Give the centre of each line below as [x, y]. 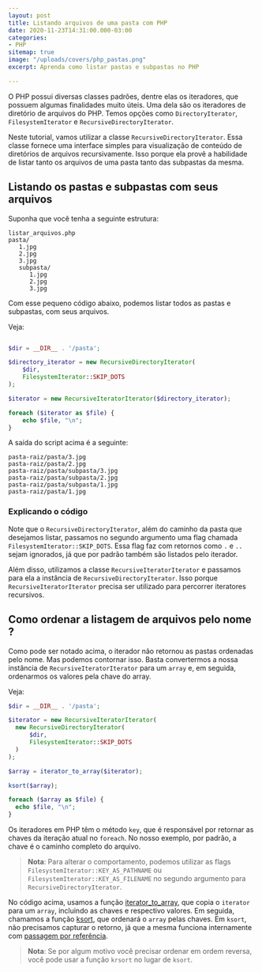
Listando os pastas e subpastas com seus [113, 187]
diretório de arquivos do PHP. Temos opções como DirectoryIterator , [123, 113]
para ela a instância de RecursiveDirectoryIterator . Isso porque [113, 577]
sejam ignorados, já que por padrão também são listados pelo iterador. [123, 554]
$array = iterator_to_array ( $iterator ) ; [76, 771]
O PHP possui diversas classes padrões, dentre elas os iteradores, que [124, 96]
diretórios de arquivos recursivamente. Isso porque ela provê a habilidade [128, 153]
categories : [28, 38]
